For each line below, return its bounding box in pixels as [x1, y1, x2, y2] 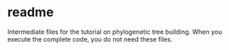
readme [7, 4, 54, 20]
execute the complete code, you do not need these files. [7, 35, 173, 43]
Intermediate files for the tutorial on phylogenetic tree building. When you [7, 27, 223, 36]
